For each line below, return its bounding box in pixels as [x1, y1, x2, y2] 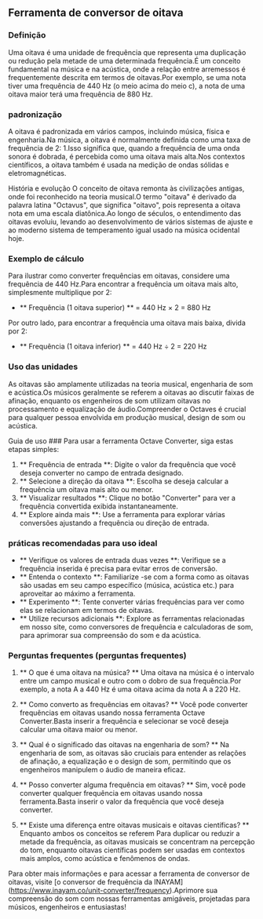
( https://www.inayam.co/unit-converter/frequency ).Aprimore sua [8, 886, 218, 895]
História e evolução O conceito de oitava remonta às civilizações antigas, [8, 184, 245, 193]
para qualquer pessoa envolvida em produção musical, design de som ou [8, 412, 246, 422]
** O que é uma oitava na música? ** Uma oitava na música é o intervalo [19, 668, 255, 677]
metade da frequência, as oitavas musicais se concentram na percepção [19, 837, 255, 847]
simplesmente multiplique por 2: [8, 288, 112, 297]
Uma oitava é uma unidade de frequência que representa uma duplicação [8, 47, 247, 57]
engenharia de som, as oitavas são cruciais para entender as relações [19, 749, 247, 758]
